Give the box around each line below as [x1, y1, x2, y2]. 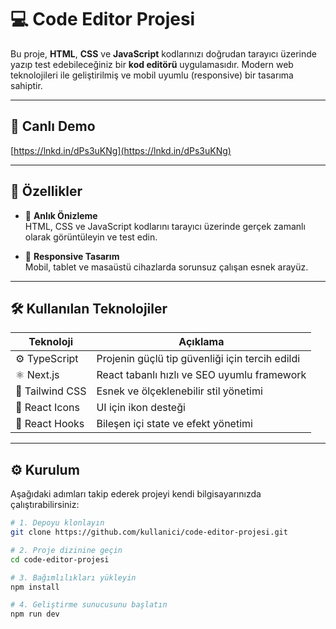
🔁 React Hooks [15, 417, 85, 431]
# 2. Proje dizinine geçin [10, 545, 123, 555]
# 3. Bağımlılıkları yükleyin [10, 572, 137, 583]
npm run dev [10, 609, 60, 620]
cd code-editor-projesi [10, 554, 110, 565]
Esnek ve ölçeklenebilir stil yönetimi [96, 384, 263, 398]
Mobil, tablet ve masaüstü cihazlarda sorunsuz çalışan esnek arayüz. [24, 261, 309, 273]
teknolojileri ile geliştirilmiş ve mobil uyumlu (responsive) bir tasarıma [10, 69, 294, 81]
